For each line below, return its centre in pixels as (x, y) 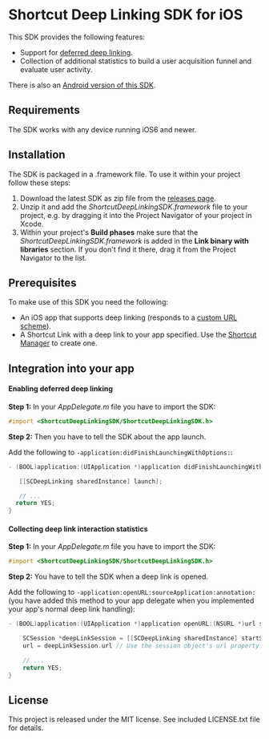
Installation (37, 155)
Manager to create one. (58, 343)
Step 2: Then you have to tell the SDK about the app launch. (107, 436)
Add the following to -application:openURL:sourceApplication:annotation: (132, 592)
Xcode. (32, 224)
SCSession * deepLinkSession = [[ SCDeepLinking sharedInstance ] (130, 639)
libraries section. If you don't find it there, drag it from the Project (128, 249)
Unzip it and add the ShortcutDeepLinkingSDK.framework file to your (134, 207)
